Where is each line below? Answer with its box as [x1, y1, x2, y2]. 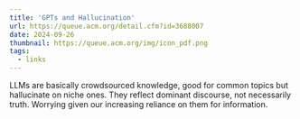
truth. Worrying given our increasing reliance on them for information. [9, 99, 268, 109]
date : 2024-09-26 [9, 30, 75, 39]
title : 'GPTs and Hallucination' [9, 13, 136, 23]
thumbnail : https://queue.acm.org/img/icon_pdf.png [9, 38, 208, 48]
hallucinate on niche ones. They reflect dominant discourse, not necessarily [9, 89, 292, 100]
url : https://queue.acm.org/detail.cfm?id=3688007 [9, 22, 204, 31]
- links [17, 55, 47, 64]
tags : [9, 47, 30, 56]
